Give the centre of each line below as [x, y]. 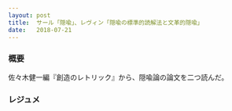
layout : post [29, 15]
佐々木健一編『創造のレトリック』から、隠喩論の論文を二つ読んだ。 [118, 77]
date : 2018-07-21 [40, 30]
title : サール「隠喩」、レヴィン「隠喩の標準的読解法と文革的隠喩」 [106, 23]
